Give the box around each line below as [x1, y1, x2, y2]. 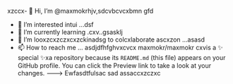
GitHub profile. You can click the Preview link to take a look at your [17, 61, 212, 70]
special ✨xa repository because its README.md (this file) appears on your [17, 54, 226, 61]
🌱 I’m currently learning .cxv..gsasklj [17, 28, 124, 36]
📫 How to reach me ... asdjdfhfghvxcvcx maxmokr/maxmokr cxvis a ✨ [17, 43, 224, 52]
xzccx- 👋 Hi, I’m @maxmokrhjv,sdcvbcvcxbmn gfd [7, 7, 154, 15]
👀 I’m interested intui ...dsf [17, 20, 94, 28]
